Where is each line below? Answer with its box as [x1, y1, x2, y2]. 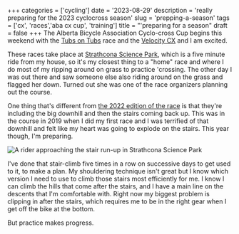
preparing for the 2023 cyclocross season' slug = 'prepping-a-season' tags [7, 14, 230, 22]
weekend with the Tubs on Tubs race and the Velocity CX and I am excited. [7, 36, 228, 45]
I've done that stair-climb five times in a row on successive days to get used [7, 159, 231, 168]
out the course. [7, 88, 52, 96]
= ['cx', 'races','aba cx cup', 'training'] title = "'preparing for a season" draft [7, 21, 228, 29]
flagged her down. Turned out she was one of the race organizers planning [7, 80, 228, 88]
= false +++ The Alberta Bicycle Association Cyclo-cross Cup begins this [7, 28, 223, 37]
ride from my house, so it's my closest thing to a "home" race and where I [7, 58, 225, 66]
